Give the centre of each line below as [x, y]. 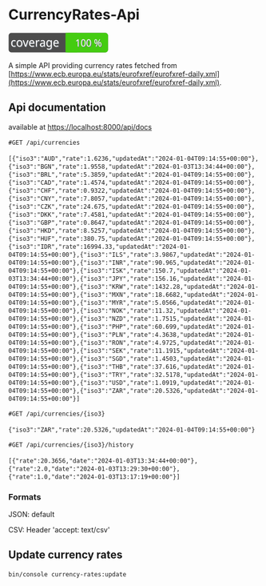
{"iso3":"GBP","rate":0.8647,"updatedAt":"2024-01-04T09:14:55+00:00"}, [132, 223]
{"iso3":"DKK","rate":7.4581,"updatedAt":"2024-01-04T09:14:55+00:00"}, [132, 215]
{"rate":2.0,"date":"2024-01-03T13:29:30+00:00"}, [94, 469]
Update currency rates [66, 555]
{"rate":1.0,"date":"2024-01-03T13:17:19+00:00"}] [94, 477]
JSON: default [32, 515]
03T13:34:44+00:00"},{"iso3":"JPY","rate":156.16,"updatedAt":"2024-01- [132, 279]
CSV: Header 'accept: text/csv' [59, 530]
